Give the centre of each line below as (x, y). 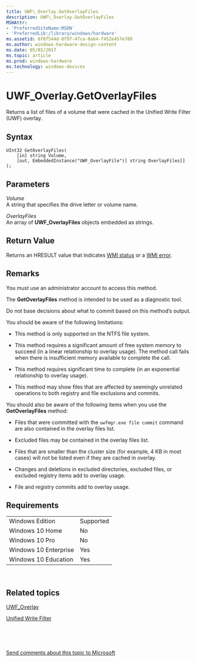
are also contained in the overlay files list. (65, 428)
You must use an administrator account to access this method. (82, 288)
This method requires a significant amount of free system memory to (98, 345)
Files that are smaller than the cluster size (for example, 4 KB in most (98, 451)
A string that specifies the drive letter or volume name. (72, 204)
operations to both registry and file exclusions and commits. (87, 393)
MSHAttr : (17, 22)
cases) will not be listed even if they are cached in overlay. (86, 458)
